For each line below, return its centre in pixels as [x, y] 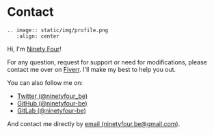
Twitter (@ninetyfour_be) [52, 96]
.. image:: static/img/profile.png [58, 30]
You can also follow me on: [45, 82]
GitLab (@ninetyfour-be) [52, 110]
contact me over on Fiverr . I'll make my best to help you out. [92, 69]
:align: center [38, 36]
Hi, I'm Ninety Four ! [34, 49]
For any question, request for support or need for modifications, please [107, 62]
